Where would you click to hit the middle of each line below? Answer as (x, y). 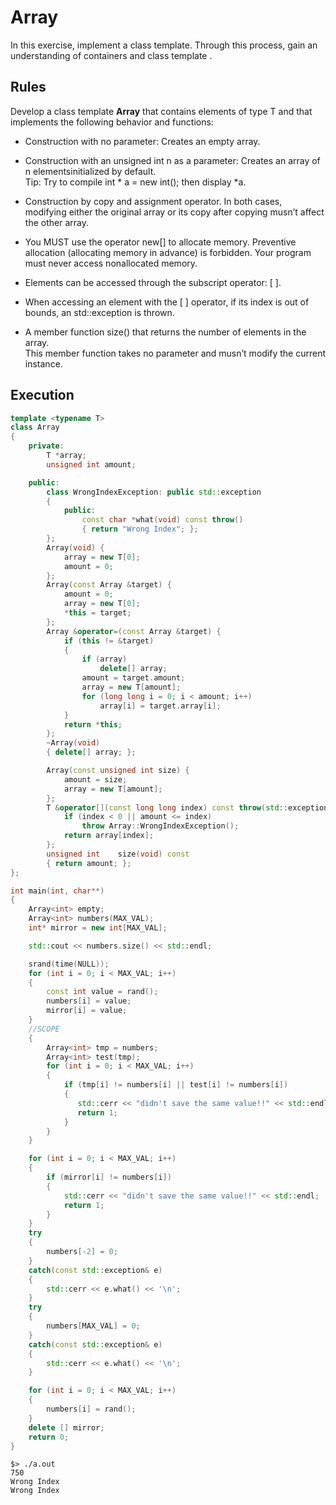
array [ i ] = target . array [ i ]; (160, 706)
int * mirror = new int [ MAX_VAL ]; (98, 928)
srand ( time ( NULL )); (69, 964)
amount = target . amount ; (133, 678)
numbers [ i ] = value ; (89, 1001)
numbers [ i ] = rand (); (91, 1409)
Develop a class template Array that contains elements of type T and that (161, 111)
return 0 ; (49, 1437)
